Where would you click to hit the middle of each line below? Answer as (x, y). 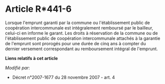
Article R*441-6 (38, 9)
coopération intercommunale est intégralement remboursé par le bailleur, (79, 28)
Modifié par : (18, 68)
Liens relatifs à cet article (32, 58)
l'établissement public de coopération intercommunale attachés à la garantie (83, 38)
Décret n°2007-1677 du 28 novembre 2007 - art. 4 (64, 77)
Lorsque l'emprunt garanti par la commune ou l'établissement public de (78, 23)
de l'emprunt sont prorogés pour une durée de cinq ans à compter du (76, 43)
